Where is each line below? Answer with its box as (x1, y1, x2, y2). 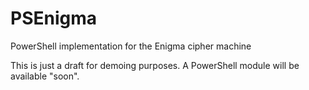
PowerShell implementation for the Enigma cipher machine (10, 40, 252, 52)
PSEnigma (10, 7, 98, 30)
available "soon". (10, 70, 80, 82)
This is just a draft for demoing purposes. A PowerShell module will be (10, 59, 300, 71)
